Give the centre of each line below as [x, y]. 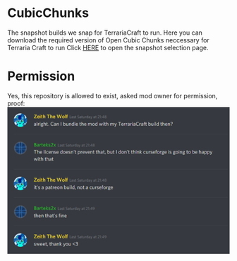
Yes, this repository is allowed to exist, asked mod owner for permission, [113, 95]
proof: [16, 103]
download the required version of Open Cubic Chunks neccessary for [108, 40]
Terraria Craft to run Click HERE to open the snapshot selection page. [108, 47]
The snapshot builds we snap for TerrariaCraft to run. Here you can [105, 33]
